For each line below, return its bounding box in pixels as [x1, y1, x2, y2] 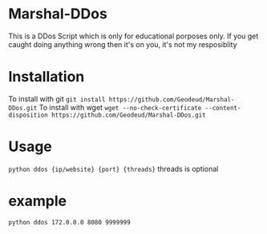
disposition [8, 111, 48, 119]
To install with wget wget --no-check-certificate [38, 102, 202, 112]
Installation [8, 68, 85, 86]
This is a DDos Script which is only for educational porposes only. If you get [8, 31, 259, 41]
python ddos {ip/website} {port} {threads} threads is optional [8, 164, 219, 173]
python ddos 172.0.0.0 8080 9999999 [8, 218, 131, 226]
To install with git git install [8, 93, 106, 104]
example [8, 192, 67, 210]
